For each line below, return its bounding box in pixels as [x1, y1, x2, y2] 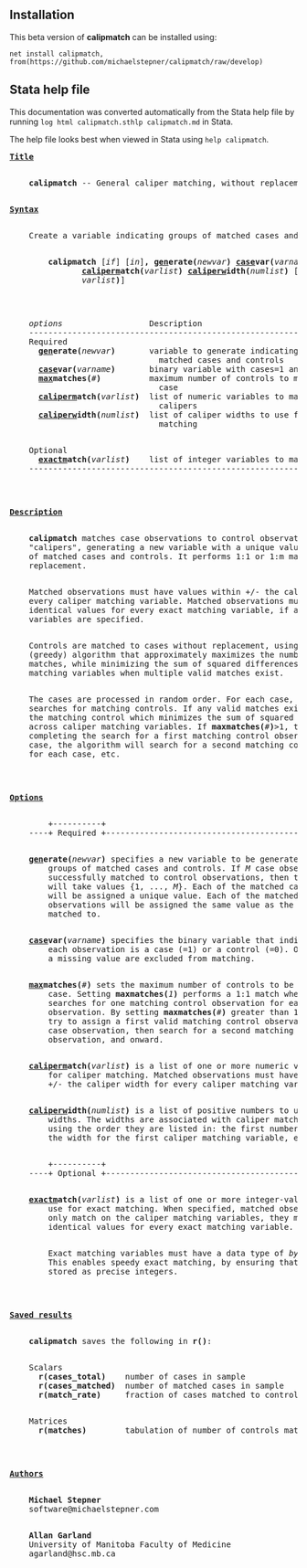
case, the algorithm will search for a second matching [28, 739, 285, 750]
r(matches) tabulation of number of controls [37, 1425, 281, 1436]
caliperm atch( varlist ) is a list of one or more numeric [28, 1060, 290, 1071]
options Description [28, 318, 203, 328]
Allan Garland [28, 1530, 92, 1541]
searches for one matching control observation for [48, 998, 285, 1008]
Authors [9, 1468, 44, 1478]
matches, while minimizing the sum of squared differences [28, 658, 299, 669]
